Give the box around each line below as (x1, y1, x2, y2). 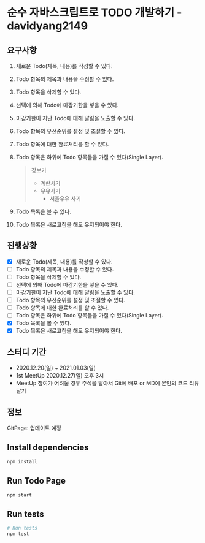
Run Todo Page (7, 476, 66, 486)
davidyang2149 (7, 19, 88, 33)
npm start (7, 492, 33, 498)
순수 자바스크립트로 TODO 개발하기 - (7, 6, 182, 20)
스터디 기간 (7, 347, 47, 357)
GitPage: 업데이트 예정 (7, 424, 62, 432)
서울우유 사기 (49, 195, 82, 202)
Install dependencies (7, 442, 89, 453)
